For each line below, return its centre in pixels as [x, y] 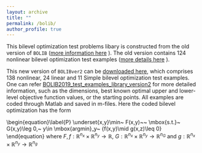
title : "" [19, 18]
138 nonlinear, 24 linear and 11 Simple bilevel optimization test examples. [98, 78]
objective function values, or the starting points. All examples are [102, 97]
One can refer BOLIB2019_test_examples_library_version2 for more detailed [101, 84]
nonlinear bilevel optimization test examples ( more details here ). [88, 59]
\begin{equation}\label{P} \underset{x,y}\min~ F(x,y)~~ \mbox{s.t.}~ [94, 122]
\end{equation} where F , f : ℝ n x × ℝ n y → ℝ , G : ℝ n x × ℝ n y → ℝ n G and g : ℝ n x [101, 136]
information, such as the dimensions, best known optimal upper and [92, 91]
